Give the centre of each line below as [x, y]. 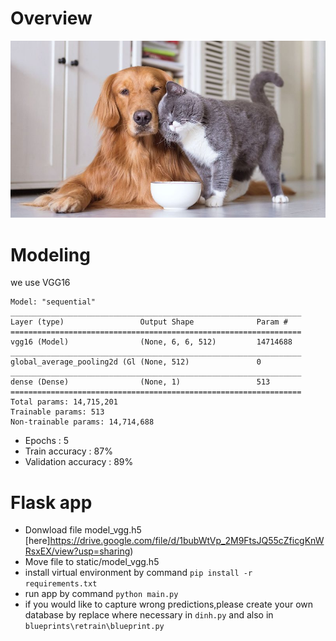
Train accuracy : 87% [68, 451]
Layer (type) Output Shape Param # [149, 322]
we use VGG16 [40, 283]
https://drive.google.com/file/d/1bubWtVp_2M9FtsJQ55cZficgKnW [187, 541]
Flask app [51, 502]
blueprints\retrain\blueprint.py [94, 627]
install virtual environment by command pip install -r [138, 573]
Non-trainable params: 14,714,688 [82, 422]
